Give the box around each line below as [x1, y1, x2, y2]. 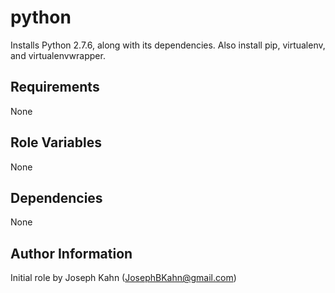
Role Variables [10, 134, 102, 151]
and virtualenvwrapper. [10, 49, 106, 61]
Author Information [10, 245, 133, 262]
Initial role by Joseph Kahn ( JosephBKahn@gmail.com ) [10, 272, 237, 284]
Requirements [10, 79, 100, 96]
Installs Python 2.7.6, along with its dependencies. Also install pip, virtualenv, [10, 39, 326, 51]
